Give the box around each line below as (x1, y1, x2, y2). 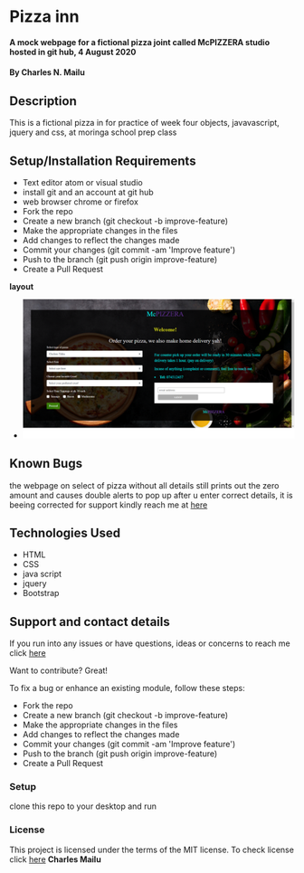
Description (9, 93, 77, 109)
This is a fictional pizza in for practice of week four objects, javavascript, (9, 118, 280, 128)
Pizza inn (9, 6, 80, 27)
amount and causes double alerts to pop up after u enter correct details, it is (9, 489, 293, 500)
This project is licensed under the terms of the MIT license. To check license (9, 844, 294, 855)
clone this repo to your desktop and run (9, 801, 157, 811)
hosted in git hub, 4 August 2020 (9, 46, 137, 57)
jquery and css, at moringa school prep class (9, 127, 177, 138)
